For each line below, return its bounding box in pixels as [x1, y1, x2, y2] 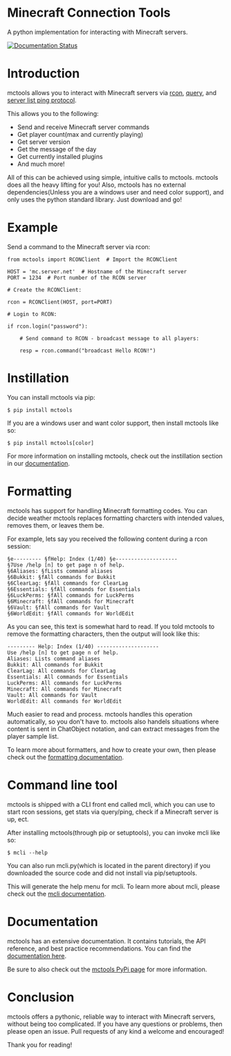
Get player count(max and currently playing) [17, 130, 144, 138]
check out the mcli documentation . [7, 889, 107, 898]
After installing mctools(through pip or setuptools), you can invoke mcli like [7, 828, 221, 837]
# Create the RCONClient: [7, 286, 82, 293]
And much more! [17, 160, 65, 168]
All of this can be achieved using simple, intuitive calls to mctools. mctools [7, 173, 219, 181]
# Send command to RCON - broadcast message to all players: [19, 335, 199, 342]
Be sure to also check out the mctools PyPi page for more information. [7, 965, 207, 973]
